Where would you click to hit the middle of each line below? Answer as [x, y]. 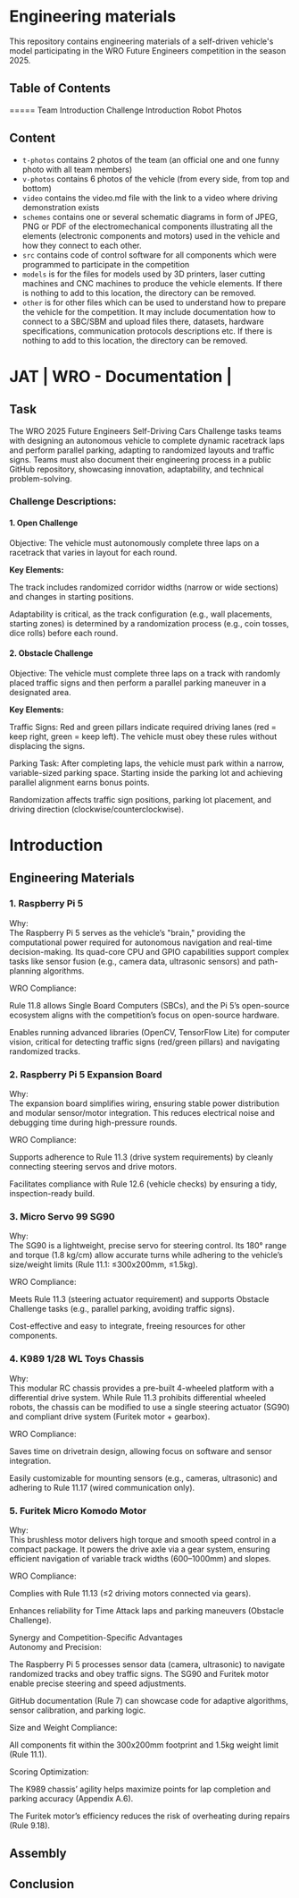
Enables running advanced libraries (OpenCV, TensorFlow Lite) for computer [149, 1032]
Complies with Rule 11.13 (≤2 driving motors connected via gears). [130, 1593]
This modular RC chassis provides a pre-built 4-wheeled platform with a [142, 1388]
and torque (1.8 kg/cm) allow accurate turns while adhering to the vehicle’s [146, 1255]
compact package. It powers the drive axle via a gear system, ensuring [140, 1549]
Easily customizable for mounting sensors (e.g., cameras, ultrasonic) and [143, 1477]
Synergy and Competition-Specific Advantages [96, 1637]
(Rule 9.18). [30, 1825]
